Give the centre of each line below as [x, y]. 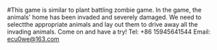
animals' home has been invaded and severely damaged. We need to [104, 17]
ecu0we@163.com [33, 39]
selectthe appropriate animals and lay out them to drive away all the [103, 24]
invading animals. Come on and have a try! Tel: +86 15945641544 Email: [109, 32]
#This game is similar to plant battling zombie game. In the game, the [104, 10]
